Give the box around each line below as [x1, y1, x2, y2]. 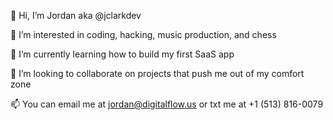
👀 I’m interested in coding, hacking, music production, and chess [10, 29, 277, 40]
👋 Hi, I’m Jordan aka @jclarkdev [10, 10, 142, 21]
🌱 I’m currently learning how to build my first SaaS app [10, 48, 235, 60]
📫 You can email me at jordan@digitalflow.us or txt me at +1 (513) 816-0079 [10, 98, 324, 110]
